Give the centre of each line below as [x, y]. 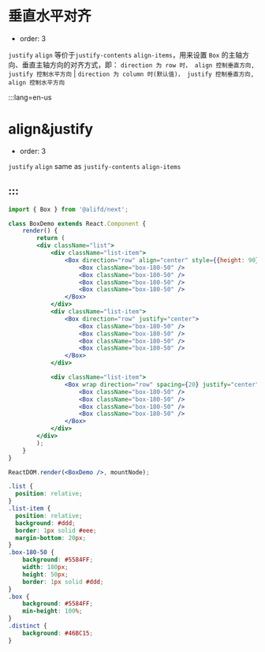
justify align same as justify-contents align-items [95, 166]
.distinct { [28, 626]
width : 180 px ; [45, 568]
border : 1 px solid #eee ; [56, 530]
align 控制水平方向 [37, 82]
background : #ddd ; [46, 523]
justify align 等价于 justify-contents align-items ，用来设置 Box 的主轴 [125, 54]
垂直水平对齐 [50, 16]
